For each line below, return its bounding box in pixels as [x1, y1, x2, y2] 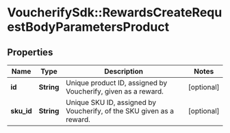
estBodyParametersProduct [7, 19, 170, 35]
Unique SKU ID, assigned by [66, 98, 156, 107]
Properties [7, 46, 53, 58]
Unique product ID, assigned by [66, 78, 168, 87]
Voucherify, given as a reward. [66, 87, 164, 96]
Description [103, 67, 144, 76]
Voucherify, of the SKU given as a [66, 106, 175, 115]
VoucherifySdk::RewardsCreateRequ [7, 5, 222, 20]
